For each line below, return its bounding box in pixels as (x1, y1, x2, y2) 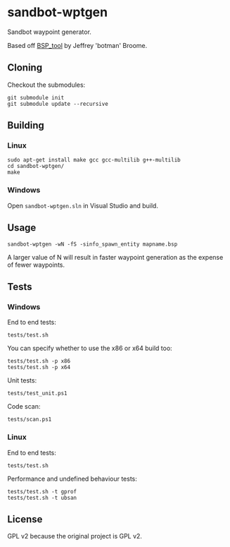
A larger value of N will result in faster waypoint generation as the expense (7, 253, 224, 261)
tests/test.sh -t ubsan (7, 494, 77, 501)
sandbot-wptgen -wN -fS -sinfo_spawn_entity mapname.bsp (7, 241, 178, 248)
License (7, 513, 43, 525)
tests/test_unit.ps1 (7, 390, 68, 397)
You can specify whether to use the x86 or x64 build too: (7, 344, 172, 353)
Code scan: (7, 402, 41, 411)
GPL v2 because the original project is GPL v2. (7, 532, 143, 541)
